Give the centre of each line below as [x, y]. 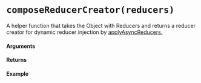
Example [18, 73]
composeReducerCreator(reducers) [91, 10]
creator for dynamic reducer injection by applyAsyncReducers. [84, 32]
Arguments [21, 46]
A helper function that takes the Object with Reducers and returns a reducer [101, 25]
